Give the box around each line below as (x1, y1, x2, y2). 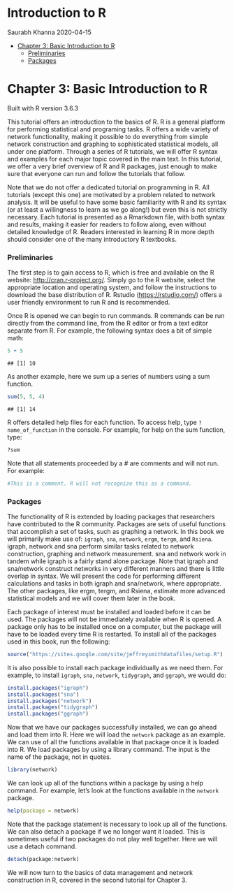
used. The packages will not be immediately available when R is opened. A (7, 615, 222, 623)
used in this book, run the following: (7, 637, 110, 646)
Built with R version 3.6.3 (7, 103, 79, 113)
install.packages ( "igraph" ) (7, 684, 89, 691)
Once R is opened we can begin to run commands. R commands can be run (7, 312, 225, 320)
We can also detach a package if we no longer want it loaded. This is (7, 827, 205, 836)
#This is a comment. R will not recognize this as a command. (7, 480, 192, 487)
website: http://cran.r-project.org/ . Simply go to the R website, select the (7, 276, 216, 284)
